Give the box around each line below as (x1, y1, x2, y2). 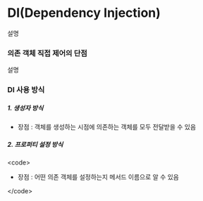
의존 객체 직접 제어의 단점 (7, 48, 88, 58)
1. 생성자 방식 (7, 103, 44, 112)
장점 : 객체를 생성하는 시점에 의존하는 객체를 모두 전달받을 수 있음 (17, 123, 196, 131)
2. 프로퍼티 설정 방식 (7, 140, 63, 148)
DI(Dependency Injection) (7, 5, 161, 21)
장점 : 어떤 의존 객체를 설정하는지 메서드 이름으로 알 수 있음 (17, 173, 180, 181)
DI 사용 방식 (7, 85, 45, 95)
